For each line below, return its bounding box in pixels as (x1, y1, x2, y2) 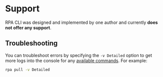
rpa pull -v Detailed (5, 67, 50, 72)
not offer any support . (5, 24, 52, 30)
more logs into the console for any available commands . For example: (5, 58, 148, 64)
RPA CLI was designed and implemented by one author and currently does (5, 19, 158, 25)
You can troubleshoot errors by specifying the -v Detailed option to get (5, 52, 153, 58)
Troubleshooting (5, 39, 58, 48)
